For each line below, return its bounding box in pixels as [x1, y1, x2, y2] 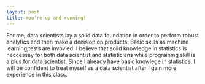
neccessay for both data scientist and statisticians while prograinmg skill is [6, 51, 196, 58]
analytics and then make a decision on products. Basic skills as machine [6, 38, 189, 45]
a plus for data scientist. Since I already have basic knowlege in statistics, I [6, 58, 195, 65]
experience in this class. [6, 71, 68, 78]
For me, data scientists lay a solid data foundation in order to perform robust [6, 31, 199, 39]
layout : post [6, 9, 40, 15]
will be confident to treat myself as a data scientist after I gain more [6, 64, 177, 71]
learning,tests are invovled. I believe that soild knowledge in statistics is [6, 44, 187, 52]
